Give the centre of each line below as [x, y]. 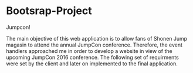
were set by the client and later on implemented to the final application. [92, 64]
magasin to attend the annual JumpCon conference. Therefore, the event [94, 45]
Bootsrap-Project [49, 11]
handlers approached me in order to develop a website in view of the [89, 51]
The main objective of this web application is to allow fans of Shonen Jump [97, 38]
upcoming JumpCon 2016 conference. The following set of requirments [92, 57]
